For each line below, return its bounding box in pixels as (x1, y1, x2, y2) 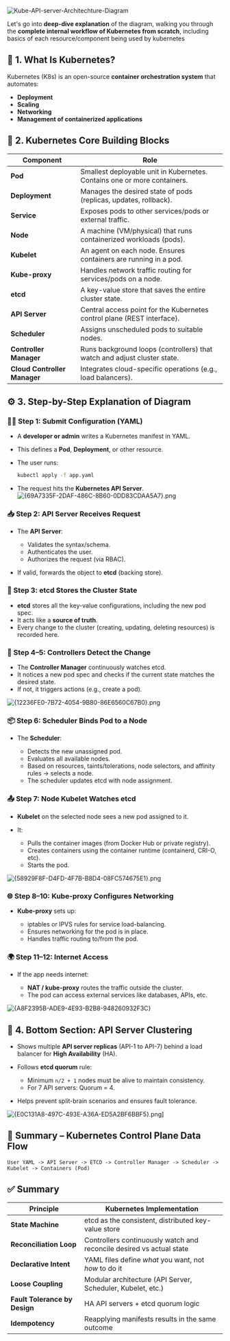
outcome (84, 1322, 113, 1332)
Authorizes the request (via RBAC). (27, 555, 126, 563)
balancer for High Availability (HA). (16, 1050, 118, 1058)
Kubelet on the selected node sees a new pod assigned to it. (16, 812, 189, 820)
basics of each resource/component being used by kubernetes (7, 34, 185, 43)
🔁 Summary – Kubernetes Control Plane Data (7, 1130, 201, 1142)
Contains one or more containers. (80, 175, 188, 185)
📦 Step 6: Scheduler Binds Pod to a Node (7, 716, 147, 725)
